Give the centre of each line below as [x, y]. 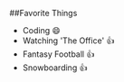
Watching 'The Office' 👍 [68, 41]
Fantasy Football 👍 [58, 54]
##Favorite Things [43, 13]
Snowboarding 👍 [55, 68]
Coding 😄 [41, 30]
